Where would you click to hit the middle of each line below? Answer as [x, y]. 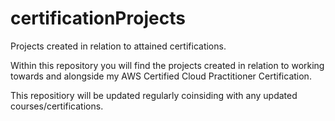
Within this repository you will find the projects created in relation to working [167, 65]
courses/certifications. [57, 106]
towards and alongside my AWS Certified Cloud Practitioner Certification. [161, 76]
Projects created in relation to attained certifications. [118, 46]
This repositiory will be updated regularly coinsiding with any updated [154, 95]
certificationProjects [98, 18]
